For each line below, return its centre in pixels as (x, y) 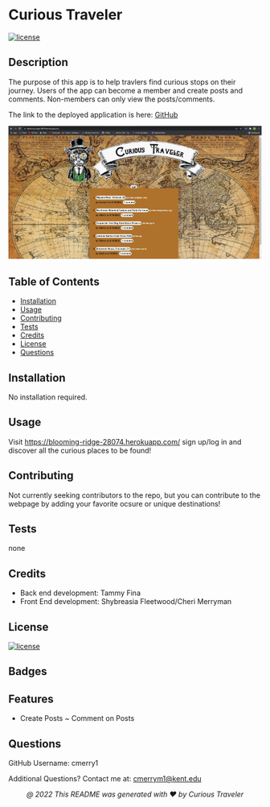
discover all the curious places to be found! (80, 450)
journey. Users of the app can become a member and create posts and (126, 90)
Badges (28, 671)
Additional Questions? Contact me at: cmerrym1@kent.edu (105, 779)
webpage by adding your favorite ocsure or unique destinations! (115, 503)
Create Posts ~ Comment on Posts (77, 718)
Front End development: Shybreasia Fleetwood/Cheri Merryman (126, 602)
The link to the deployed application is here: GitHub (93, 114)
